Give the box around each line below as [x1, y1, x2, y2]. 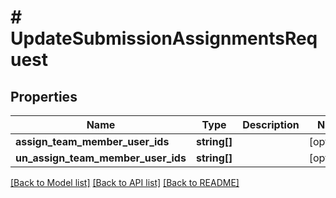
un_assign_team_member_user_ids [15, 151, 187, 165]
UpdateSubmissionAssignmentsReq [10, 27, 318, 50]
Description [242, 118, 300, 131]
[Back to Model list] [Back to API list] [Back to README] [10, 177, 240, 188]
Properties [10, 88, 78, 105]
